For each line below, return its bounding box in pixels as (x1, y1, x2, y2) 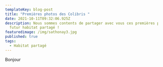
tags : (5, 39, 16, 44)
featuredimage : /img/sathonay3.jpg (5, 30, 77, 34)
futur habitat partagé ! (9, 25, 60, 30)
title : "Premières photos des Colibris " (5, 12, 90, 17)
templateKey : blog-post (5, 7, 53, 12)
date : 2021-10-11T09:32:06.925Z (5, 16, 70, 21)
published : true (5, 34, 38, 39)
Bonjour (5, 56, 21, 62)
